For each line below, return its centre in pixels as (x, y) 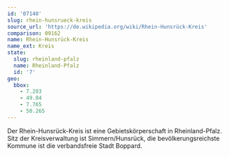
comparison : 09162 (34, 33)
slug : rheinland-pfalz (46, 59)
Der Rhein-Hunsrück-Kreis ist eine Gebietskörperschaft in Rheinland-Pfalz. (114, 130)
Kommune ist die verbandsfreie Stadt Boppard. (75, 145)
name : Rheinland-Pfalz (46, 66)
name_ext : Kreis (31, 46)
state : (17, 53)
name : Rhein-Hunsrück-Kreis (48, 40)
